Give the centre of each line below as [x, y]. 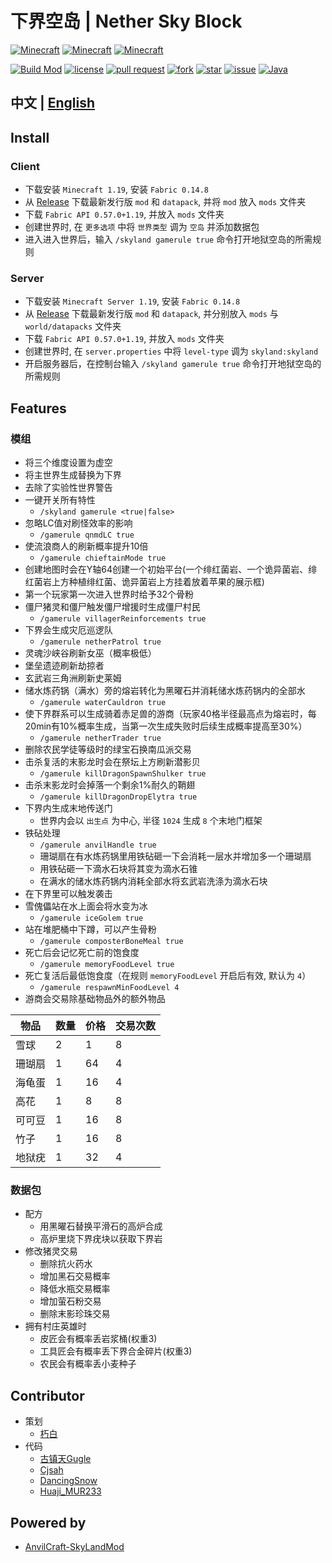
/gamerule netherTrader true [100, 738]
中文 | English [53, 103]
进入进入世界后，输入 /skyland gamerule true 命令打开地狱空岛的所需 [168, 239]
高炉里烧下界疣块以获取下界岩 [101, 1239]
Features [38, 408]
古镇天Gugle [65, 1459]
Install [30, 137]
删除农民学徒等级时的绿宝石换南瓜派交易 [108, 749]
